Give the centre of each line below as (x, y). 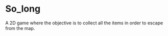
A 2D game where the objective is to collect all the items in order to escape (84, 23)
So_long (23, 9)
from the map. (20, 28)
